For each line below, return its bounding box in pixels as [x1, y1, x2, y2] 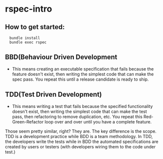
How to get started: [5, 23, 65, 31]
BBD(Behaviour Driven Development [5, 53, 118, 61]
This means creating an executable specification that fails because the [12, 66, 154, 71]
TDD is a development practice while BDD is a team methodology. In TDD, [5, 133, 153, 139]
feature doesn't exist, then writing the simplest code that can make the [12, 71, 154, 77]
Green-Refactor [12, 119, 44, 124]
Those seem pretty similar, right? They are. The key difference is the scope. [5, 128, 157, 134]
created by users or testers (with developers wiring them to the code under [5, 143, 156, 149]
